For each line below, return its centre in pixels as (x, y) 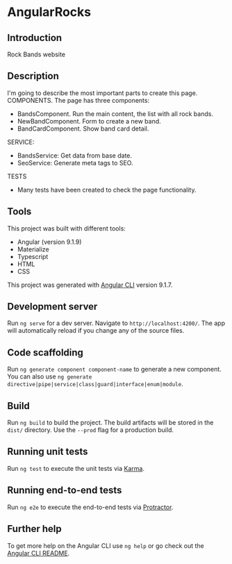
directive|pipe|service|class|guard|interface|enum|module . (95, 384)
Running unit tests (48, 452)
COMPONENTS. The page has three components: (78, 100)
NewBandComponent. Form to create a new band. (89, 121)
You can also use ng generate (50, 376)
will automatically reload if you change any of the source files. (96, 331)
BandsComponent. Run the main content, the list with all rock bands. (115, 114)
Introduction (35, 38)
